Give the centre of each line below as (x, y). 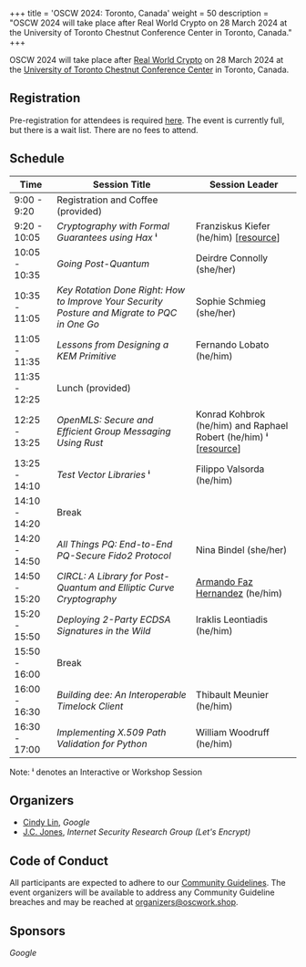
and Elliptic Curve (137, 587)
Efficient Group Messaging (114, 431)
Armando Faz (224, 581)
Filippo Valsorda (230, 469)
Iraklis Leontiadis (232, 619)
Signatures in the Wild (104, 630)
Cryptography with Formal (113, 225)
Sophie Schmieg (230, 301)
